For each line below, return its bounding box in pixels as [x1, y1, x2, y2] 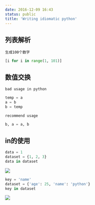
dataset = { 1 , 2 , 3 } [5, 154, 47, 159]
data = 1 [5, 150, 23, 155]
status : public [5, 12, 36, 17]
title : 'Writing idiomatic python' [5, 16, 77, 21]
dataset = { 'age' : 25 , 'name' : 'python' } [5, 181, 91, 186]
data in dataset [5, 159, 38, 164]
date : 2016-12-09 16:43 [5, 7, 54, 12]
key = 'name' [5, 177, 32, 182]
